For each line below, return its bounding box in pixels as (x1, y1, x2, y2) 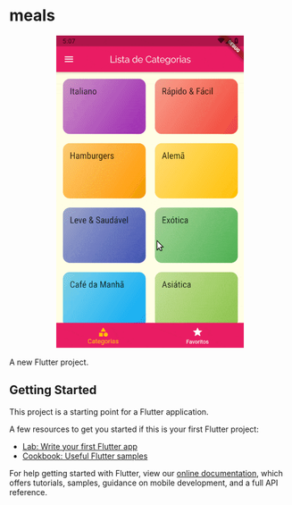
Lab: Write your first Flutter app (21, 441, 138, 451)
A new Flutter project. (9, 357, 89, 367)
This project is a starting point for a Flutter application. (9, 406, 209, 417)
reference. (9, 486, 47, 497)
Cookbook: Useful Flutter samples (21, 450, 148, 461)
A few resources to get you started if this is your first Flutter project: (9, 424, 259, 434)
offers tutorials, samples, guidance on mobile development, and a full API (9, 477, 279, 488)
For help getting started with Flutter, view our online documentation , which (9, 467, 284, 478)
